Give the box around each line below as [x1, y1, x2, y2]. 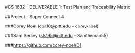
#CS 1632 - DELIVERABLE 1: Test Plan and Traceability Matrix [5, 4, 130, 10]
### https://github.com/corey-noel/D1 [5, 42, 82, 48]
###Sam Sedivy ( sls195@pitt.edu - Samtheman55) [5, 33, 108, 38]
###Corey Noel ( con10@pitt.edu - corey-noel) [5, 23, 99, 29]
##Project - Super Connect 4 [5, 14, 64, 19]
